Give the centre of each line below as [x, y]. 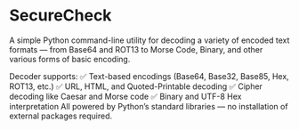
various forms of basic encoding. [70, 59]
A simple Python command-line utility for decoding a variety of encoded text [149, 40]
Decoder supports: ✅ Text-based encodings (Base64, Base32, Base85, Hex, [149, 76]
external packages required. [61, 116]
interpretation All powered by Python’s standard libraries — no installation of [149, 106]
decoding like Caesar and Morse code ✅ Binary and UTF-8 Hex [125, 96]
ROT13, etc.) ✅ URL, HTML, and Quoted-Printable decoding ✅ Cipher [136, 86]
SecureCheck [61, 16]
